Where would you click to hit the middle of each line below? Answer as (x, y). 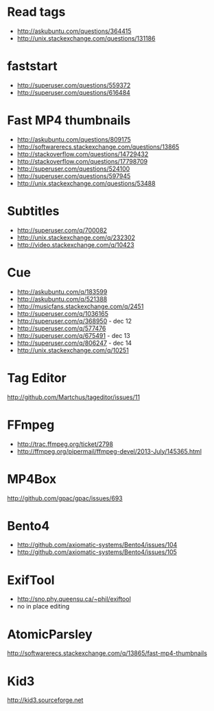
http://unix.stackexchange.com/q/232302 (76, 237)
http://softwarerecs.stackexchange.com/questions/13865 (98, 147)
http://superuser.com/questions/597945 (74, 176)
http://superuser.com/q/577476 (61, 328)
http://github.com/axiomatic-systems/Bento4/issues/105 (97, 552)
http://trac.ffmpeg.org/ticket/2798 (65, 444)
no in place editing (43, 606)
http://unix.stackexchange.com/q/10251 (73, 350)
